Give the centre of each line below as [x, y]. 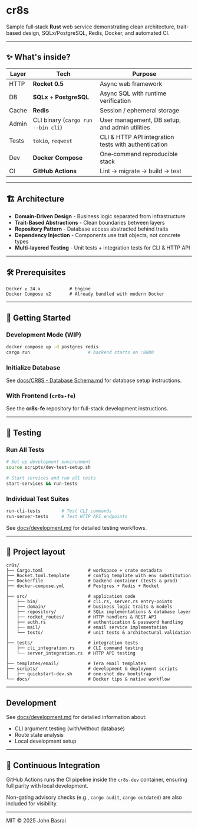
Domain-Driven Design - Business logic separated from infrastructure [100, 216]
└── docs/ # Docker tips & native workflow [88, 679]
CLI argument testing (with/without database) [70, 728]
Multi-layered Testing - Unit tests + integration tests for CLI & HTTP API [102, 247]
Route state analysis [39, 735]
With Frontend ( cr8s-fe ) [41, 396]
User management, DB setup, [141, 120]
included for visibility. [32, 804]
